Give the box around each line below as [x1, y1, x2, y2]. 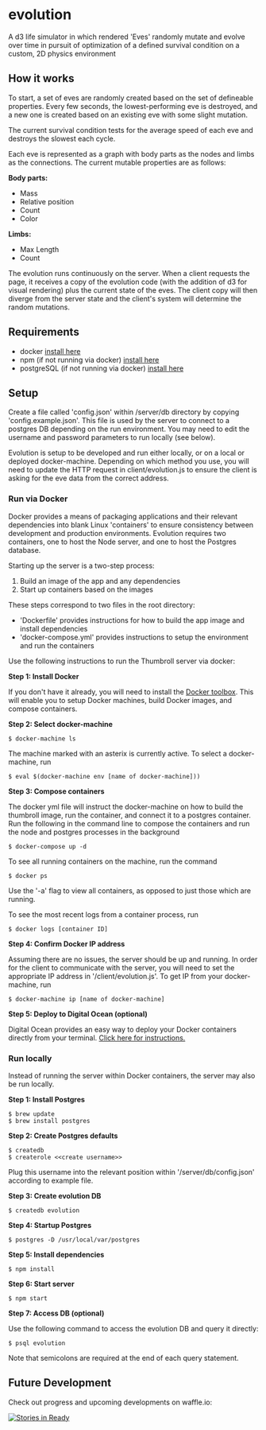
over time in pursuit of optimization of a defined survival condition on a [8, 40, 240, 49]
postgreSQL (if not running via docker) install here [19, 363, 184, 373]
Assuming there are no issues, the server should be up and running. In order [8, 954, 258, 964]
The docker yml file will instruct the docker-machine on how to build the [8, 802, 244, 811]
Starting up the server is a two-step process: [8, 561, 155, 570]
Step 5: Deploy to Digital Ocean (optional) [8, 1008, 148, 1019]
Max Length [19, 244, 60, 254]
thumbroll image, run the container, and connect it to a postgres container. [8, 810, 252, 820]
